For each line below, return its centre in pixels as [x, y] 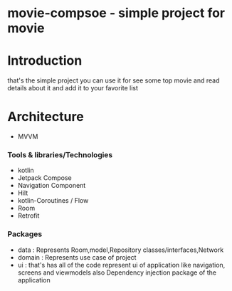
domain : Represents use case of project [77, 257]
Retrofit [28, 216]
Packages [25, 234]
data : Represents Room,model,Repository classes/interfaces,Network [121, 250]
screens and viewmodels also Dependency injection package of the [117, 273]
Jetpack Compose [45, 178]
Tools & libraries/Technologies [60, 154]
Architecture [46, 117]
